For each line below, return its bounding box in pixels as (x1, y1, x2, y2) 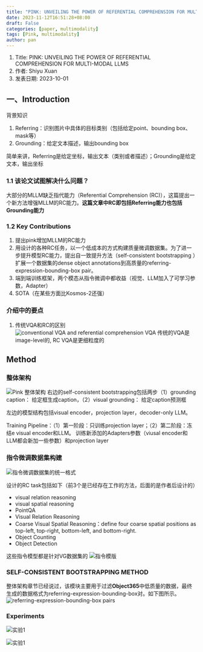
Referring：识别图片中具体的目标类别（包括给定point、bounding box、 (14, 124, 192, 131)
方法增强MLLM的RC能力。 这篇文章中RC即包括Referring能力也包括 (16, 199, 182, 207)
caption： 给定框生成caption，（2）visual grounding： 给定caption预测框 (6, 396, 187, 404)
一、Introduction (6, 95, 70, 105)
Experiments (6, 611, 45, 620)
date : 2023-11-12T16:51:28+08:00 (6, 15, 91, 21)
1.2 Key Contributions (6, 222, 71, 231)
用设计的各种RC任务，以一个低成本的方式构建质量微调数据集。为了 (14, 244, 182, 251)
